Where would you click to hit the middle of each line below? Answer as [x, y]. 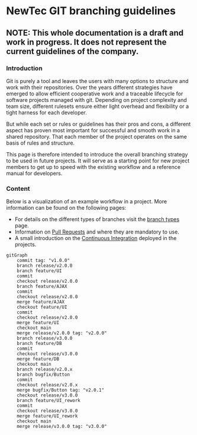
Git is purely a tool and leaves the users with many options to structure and [97, 81]
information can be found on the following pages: [66, 208]
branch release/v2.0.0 [45, 266]
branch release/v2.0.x [45, 370]
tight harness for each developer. [47, 112]
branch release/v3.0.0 [45, 338]
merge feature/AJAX [41, 302]
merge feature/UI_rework [47, 416]
